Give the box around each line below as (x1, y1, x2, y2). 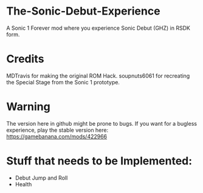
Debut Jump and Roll (15, 174, 68, 181)
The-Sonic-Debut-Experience (6, 4, 160, 18)
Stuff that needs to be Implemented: (6, 154, 193, 168)
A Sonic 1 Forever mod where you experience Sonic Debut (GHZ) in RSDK (6, 24, 190, 32)
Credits (6, 52, 44, 66)
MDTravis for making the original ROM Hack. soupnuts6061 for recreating (6, 72, 190, 80)
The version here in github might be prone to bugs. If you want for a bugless (6, 120, 198, 127)
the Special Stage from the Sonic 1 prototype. (6, 78, 120, 86)
